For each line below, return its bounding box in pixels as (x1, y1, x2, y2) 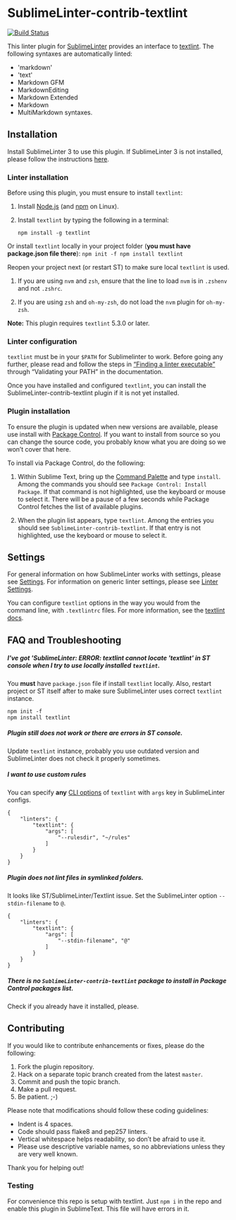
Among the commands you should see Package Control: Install (17, 480, 207, 488)
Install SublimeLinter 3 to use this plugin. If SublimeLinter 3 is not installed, (7, 147, 223, 156)
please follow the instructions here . (7, 155, 109, 163)
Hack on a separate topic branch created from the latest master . (17, 1070, 203, 1078)
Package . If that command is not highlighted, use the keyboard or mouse (17, 487, 226, 495)
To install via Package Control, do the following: (7, 459, 146, 467)
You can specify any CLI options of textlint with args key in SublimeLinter (7, 788, 225, 797)
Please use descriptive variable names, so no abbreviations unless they (17, 1142, 225, 1151)
